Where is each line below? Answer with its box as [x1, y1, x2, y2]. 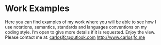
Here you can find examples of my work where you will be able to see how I [5, 19, 157, 25]
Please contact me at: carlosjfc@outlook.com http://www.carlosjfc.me [5, 34, 145, 40]
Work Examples [5, 3, 70, 14]
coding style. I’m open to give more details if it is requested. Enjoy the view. [5, 29, 156, 35]
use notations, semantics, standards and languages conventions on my [5, 24, 147, 30]
